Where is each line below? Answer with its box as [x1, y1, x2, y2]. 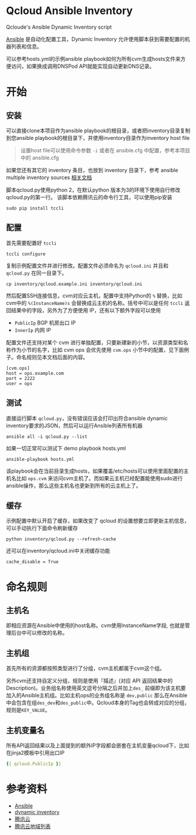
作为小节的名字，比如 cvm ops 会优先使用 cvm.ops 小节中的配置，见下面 [11, 346, 184, 353]
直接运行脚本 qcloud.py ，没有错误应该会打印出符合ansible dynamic [6, 415, 168, 422]
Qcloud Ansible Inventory [6, 4, 133, 18]
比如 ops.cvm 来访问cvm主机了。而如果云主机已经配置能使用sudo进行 [16, 474, 183, 481]
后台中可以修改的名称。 [11, 629, 68, 636]
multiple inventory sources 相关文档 [6, 174, 92, 181]
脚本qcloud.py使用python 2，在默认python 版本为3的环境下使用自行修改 [6, 186, 181, 193]
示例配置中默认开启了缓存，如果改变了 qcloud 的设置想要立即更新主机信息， [6, 517, 190, 525]
